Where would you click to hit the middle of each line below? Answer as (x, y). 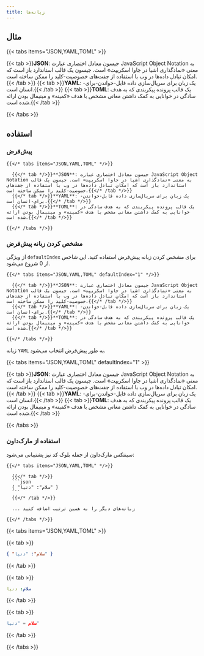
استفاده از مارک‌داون (33, 441)
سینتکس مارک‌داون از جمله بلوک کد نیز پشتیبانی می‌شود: (70, 454)
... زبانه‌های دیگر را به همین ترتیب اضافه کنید (74, 509)
